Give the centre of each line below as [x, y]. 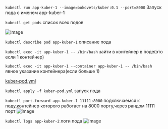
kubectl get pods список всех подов [44, 22]
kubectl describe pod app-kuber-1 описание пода [58, 42]
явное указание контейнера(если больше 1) [52, 71]
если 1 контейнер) [25, 57]
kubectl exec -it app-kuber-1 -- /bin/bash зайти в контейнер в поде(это [84, 52]
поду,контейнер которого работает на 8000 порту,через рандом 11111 [80, 106]
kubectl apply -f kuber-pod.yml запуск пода [53, 91]
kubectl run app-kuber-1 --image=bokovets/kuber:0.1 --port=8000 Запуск [83, 7]
